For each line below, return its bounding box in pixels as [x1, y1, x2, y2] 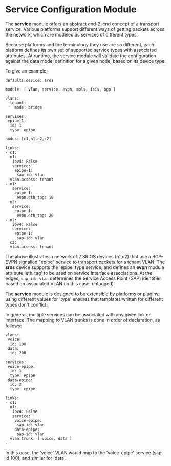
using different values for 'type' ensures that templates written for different [5, 296, 163, 302]
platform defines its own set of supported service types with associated [5, 47, 157, 53]
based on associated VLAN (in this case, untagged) [5, 280, 114, 286]
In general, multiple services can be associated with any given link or [5, 311, 151, 317]
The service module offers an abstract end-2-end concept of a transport [5, 21, 160, 27]
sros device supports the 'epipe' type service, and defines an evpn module [5, 264, 165, 271]
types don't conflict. [5, 301, 48, 308]
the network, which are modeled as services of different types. [5, 31, 138, 38]
